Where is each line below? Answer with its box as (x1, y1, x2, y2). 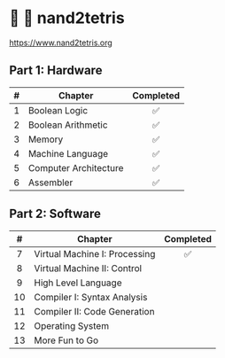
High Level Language (34, 276, 122, 289)
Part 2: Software (9, 206, 102, 222)
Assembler (27, 176, 74, 189)
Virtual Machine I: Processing (34, 247, 156, 260)
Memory (27, 133, 64, 145)
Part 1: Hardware (9, 63, 103, 78)
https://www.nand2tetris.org (9, 37, 112, 48)
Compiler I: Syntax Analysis (34, 291, 148, 303)
